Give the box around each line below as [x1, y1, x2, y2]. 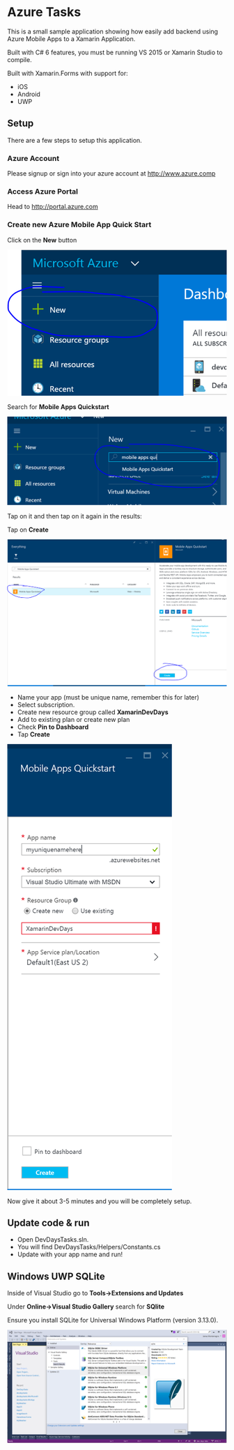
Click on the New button [7, 236, 77, 244]
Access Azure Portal [7, 186, 79, 196]
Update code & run [7, 1217, 90, 1228]
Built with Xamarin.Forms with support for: [7, 69, 128, 77]
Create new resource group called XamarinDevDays [17, 708, 169, 716]
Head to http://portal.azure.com [7, 203, 99, 211]
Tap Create [17, 730, 50, 739]
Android [17, 90, 40, 98]
